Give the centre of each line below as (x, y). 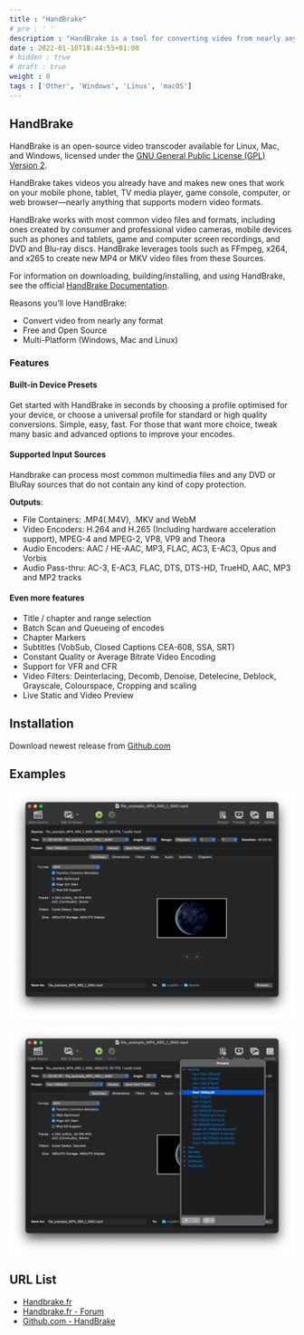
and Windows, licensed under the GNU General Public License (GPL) (138, 155)
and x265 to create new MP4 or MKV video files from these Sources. (138, 258)
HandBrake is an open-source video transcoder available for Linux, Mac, (145, 146)
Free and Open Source (65, 330)
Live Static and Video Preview (78, 696)
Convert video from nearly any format (93, 320)
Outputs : (26, 502)
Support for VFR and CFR (70, 667)
